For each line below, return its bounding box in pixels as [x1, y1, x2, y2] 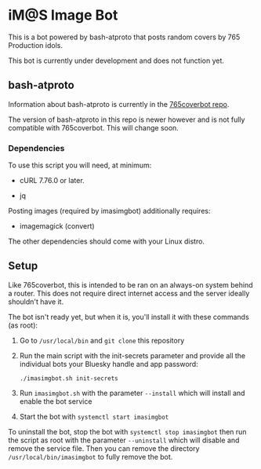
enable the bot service [19, 396, 92, 406]
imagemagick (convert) [19, 222, 96, 231]
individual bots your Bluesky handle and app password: [19, 359, 198, 368]
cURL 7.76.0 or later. [19, 176, 85, 185]
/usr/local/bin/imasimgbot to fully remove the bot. [8, 452, 173, 461]
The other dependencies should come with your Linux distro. [8, 236, 205, 246]
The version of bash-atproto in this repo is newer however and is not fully [8, 115, 245, 124]
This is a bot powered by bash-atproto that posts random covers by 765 [8, 32, 241, 42]
